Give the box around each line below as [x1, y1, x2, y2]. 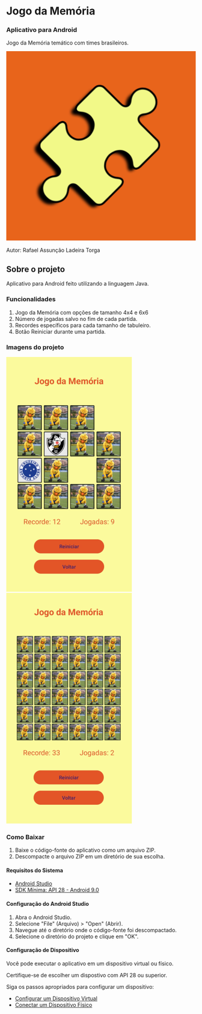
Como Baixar [6, 832, 45, 841]
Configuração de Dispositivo [6, 947, 79, 954]
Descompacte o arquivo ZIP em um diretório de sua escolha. [14, 853, 165, 860]
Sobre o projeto [6, 264, 65, 274]
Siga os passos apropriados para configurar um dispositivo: [6, 983, 155, 990]
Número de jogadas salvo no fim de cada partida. [14, 315, 138, 322]
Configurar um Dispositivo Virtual [14, 995, 98, 1002]
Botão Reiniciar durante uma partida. [14, 328, 106, 335]
